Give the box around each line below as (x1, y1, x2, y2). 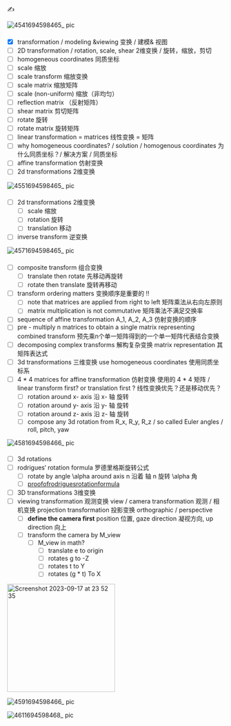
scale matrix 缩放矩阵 (17, 81, 78, 89)
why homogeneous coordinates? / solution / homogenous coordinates (17, 142, 217, 150)
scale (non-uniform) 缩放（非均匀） (17, 89, 119, 97)
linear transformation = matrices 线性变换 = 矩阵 (17, 133, 154, 141)
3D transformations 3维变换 (17, 488, 97, 496)
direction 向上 (27, 523, 67, 531)
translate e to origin (48, 546, 103, 555)
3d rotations (17, 454, 52, 463)
